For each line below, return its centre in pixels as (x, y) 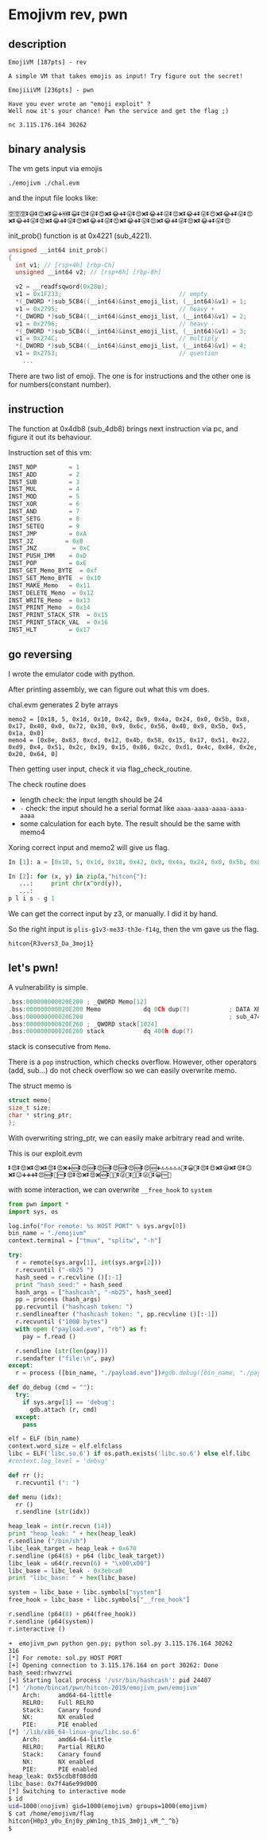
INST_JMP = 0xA (48, 534)
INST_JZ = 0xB (46, 541)
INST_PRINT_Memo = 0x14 (49, 608)
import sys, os (33, 1211)
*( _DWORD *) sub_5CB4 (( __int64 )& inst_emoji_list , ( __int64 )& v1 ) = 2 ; (131, 316)
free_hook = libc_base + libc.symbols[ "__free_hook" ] (99, 1600)
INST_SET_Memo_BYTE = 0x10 (55, 578)
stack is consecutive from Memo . (60, 1047)
